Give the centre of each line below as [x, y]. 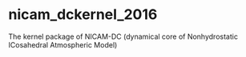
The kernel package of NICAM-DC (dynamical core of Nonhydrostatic [123, 36]
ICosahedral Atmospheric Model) [63, 44]
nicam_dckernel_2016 [83, 15]
